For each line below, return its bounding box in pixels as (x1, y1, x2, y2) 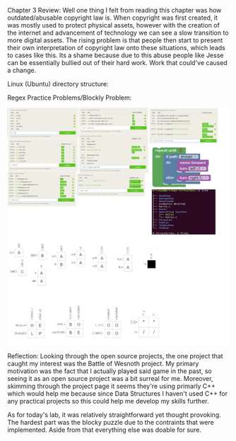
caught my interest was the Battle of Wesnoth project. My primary (7, 360, 199, 368)
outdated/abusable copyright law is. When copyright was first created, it (7, 13, 218, 22)
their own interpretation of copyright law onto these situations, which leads (7, 44, 226, 52)
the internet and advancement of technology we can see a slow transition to (7, 28, 229, 37)
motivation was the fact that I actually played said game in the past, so (7, 367, 212, 375)
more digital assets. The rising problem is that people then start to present (7, 36, 223, 45)
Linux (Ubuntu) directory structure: (7, 80, 109, 88)
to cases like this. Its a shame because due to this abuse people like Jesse (7, 51, 224, 59)
